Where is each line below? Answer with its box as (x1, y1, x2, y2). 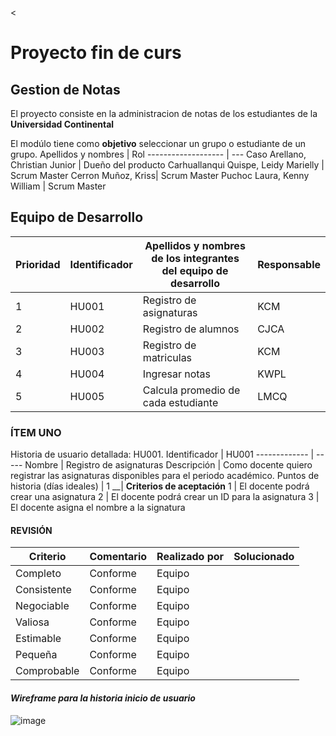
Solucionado (233, 550, 295, 564)
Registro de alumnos (142, 322, 240, 336)
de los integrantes (151, 251, 240, 265)
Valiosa (15, 615, 50, 629)
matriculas (142, 350, 193, 364)
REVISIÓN (10, 524, 53, 536)
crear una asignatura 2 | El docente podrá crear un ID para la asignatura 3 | (10, 491, 320, 503)
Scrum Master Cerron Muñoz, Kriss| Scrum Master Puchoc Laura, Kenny (10, 170, 310, 181)
